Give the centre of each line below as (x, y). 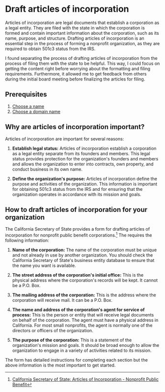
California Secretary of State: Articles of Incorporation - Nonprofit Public (85, 379)
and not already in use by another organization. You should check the (82, 255)
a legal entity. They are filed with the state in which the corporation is (75, 27)
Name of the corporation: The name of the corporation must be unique (84, 250)
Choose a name (28, 106)
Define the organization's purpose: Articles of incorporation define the (84, 179)
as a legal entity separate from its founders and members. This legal (81, 154)
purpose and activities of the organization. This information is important (85, 184)
